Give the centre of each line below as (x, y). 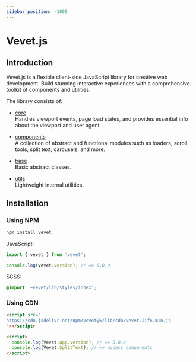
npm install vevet (29, 233)
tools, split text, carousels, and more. (60, 149)
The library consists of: (34, 101)
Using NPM (23, 220)
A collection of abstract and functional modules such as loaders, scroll (101, 143)
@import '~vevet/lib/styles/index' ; (51, 287)
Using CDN (22, 303)
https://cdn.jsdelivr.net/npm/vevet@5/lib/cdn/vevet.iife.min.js (88, 321)
